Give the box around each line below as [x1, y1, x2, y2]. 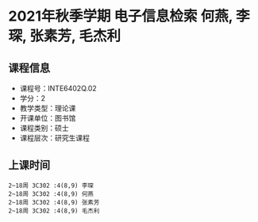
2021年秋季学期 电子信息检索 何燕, [8, 7, 233, 25]
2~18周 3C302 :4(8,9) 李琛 [8, 182, 94, 189]
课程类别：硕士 [19, 124, 69, 132]
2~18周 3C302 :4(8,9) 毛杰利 [8, 207, 100, 215]
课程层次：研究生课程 [19, 133, 90, 143]
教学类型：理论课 [19, 104, 76, 113]
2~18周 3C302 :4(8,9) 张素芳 [8, 198, 100, 206]
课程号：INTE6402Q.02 [19, 84, 97, 93]
